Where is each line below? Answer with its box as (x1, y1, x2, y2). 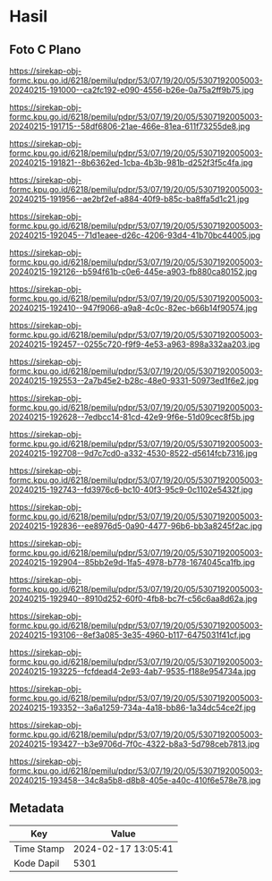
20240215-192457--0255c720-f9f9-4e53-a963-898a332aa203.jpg (9, 339, 260, 350)
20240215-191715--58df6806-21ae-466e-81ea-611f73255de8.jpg (9, 121, 251, 131)
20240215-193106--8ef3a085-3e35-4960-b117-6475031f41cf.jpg (9, 630, 251, 640)
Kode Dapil (13, 857, 60, 869)
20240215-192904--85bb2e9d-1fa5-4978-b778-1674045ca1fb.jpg (9, 557, 255, 567)
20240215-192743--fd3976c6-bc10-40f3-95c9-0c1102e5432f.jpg (9, 485, 253, 495)
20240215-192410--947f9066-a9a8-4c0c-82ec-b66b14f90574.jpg (9, 302, 258, 313)
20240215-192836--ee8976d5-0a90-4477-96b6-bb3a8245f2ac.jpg (9, 521, 262, 531)
